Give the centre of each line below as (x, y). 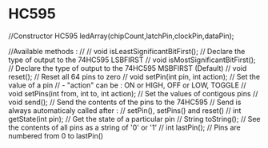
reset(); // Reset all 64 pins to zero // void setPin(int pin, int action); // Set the (134, 76)
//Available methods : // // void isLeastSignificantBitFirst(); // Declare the (127, 51)
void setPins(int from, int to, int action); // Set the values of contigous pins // (133, 93)
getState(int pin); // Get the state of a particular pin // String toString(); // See (134, 119)
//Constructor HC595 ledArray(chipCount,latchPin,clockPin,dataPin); (121, 36)
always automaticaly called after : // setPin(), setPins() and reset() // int (125, 110)
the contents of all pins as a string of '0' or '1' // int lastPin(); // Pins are (125, 127)
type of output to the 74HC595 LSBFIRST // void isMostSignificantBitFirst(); (132, 60)
